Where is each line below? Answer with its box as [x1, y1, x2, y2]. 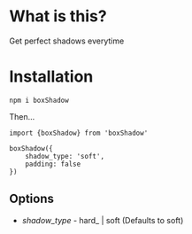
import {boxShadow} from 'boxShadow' [9, 129, 149, 137]
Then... [9, 111, 35, 121]
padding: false [25, 160, 81, 168]
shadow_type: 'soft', [25, 152, 104, 160]
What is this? [9, 6, 108, 27]
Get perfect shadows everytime [9, 35, 125, 46]
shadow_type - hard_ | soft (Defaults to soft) [21, 214, 184, 225]
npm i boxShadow [9, 96, 69, 105]
